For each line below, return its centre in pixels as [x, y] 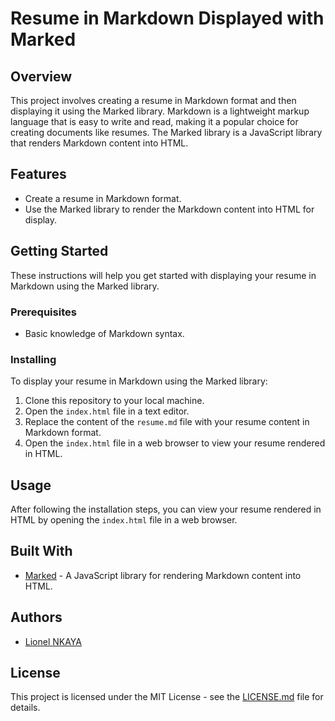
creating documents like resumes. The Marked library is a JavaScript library [166, 132]
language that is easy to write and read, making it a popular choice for [154, 121]
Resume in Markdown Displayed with [167, 18]
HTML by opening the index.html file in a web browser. [124, 520]
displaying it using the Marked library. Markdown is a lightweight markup [160, 111]
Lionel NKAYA [53, 641]
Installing [33, 359]
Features [38, 174]
